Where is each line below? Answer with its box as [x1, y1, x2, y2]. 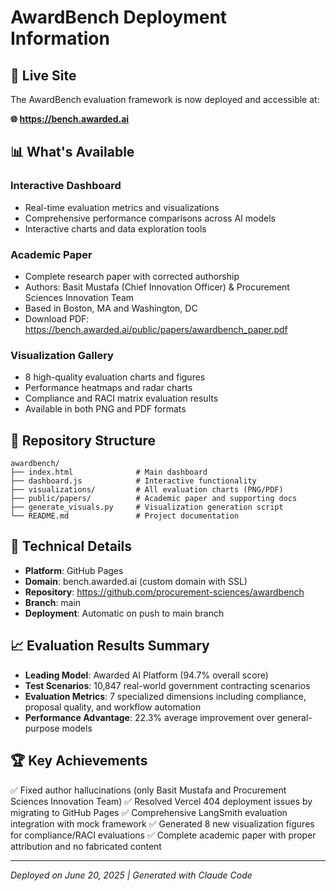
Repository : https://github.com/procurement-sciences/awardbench [24, 586, 305, 598]
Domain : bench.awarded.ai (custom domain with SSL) [24, 575, 248, 587]
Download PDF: [24, 312, 90, 325]
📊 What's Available [10, 144, 135, 161]
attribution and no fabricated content [10, 840, 162, 852]
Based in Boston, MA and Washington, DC [24, 302, 198, 314]
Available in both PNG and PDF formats [24, 403, 187, 415]
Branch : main [24, 596, 82, 608]
